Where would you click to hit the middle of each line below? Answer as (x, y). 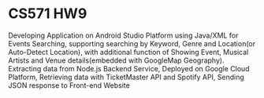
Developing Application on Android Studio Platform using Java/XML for (123, 35)
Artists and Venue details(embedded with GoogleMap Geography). (116, 60)
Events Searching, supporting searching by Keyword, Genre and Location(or (132, 43)
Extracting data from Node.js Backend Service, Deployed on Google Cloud (129, 68)
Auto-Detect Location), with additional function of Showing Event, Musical (128, 52)
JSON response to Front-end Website (69, 85)
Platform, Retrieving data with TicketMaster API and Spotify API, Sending (126, 77)
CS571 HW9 (48, 14)
